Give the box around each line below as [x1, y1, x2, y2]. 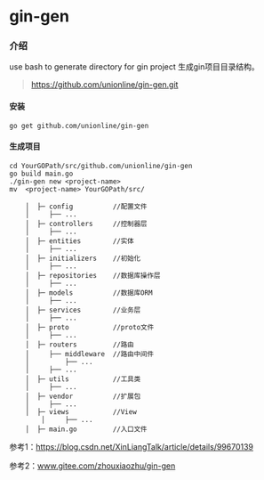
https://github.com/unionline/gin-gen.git [30, 79, 179, 90]
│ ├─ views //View [25, 407, 138, 416]
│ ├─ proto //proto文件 [25, 322, 155, 331]
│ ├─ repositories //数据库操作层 [25, 271, 161, 280]
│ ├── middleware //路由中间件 [25, 349, 154, 358]
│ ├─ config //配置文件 [25, 202, 148, 211]
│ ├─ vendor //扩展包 [25, 392, 141, 401]
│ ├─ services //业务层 [25, 305, 141, 314]
